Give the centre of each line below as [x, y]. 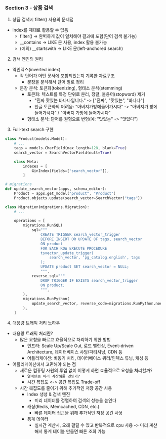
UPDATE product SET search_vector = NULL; [85, 267]
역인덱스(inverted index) [36, 70]
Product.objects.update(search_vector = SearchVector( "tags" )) [78, 198]
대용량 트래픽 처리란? [33, 333]
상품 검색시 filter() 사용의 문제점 [43, 20]
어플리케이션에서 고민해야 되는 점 [44, 364]
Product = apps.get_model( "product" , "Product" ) [65, 194]
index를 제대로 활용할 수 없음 [40, 30]
